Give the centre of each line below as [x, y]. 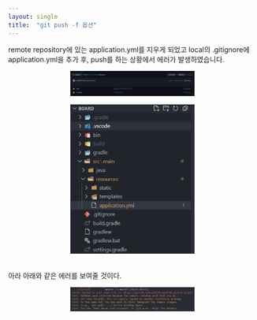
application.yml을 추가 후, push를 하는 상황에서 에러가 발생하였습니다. [116, 59]
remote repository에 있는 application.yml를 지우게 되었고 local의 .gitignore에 [129, 49]
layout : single [33, 17]
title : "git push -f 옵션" [52, 25]
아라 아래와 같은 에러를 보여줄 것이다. [65, 275]
